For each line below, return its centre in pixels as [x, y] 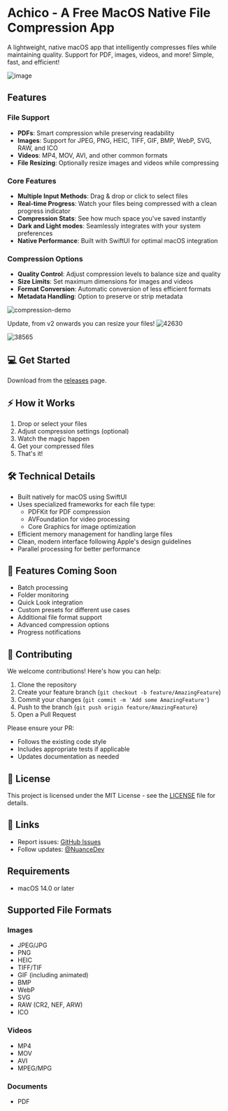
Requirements [38, 871]
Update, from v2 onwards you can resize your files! [81, 324]
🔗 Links [23, 825]
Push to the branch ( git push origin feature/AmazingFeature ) [107, 707]
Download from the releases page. [57, 380]
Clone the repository [47, 685]
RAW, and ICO [37, 148]
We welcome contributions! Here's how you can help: [84, 671]
